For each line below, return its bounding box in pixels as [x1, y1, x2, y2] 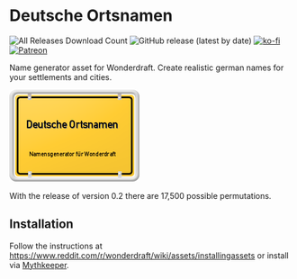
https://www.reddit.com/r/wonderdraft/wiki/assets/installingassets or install [9, 249, 290, 261]
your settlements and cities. [9, 71, 112, 82]
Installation [9, 217, 74, 232]
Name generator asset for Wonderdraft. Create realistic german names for [9, 62, 284, 73]
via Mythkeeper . [9, 259, 69, 270]
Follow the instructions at [9, 240, 103, 251]
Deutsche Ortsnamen [9, 5, 173, 26]
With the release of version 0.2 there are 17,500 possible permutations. [9, 190, 272, 201]
